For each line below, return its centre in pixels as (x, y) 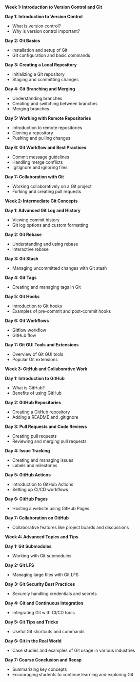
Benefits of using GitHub (37, 393)
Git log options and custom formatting (50, 225)
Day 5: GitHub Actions (28, 475)
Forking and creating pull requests (47, 192)
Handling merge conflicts (38, 162)
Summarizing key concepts (40, 669)
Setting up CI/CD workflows (40, 490)
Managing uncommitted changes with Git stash (60, 268)
